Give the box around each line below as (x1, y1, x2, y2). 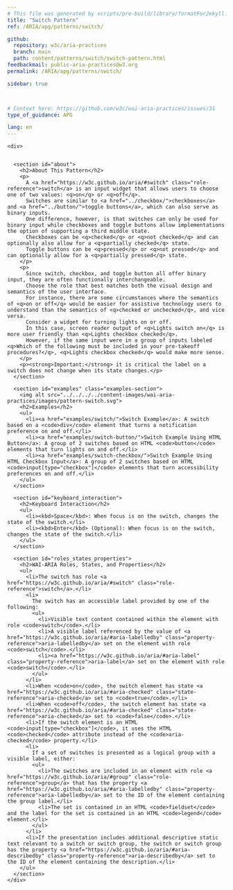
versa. (7, 313, 26, 320)
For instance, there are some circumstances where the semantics (25, 295, 218, 302)
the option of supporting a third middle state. (7, 228, 150, 235)
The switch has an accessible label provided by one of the (32, 597, 209, 605)
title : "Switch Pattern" (7, 17, 79, 24)
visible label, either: (7, 756, 76, 762)
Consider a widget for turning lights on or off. (25, 319, 172, 326)
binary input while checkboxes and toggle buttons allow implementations (7, 222, 225, 229)
